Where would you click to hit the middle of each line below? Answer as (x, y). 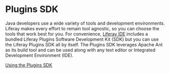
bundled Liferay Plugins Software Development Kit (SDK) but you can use (82, 39)
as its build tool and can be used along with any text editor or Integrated (80, 50)
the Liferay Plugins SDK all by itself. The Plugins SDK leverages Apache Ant (84, 44)
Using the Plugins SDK (29, 65)
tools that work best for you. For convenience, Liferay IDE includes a (77, 34)
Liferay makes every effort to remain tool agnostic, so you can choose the (82, 28)
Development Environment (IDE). (39, 55)
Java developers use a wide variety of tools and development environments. (85, 23)
